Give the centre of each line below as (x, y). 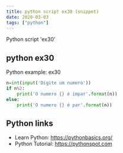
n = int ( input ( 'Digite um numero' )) (49, 83)
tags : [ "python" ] (27, 22)
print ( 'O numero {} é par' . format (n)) (64, 105)
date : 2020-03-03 (27, 17)
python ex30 (30, 58)
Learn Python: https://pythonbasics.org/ (64, 138)
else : (13, 99)
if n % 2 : (16, 89)
